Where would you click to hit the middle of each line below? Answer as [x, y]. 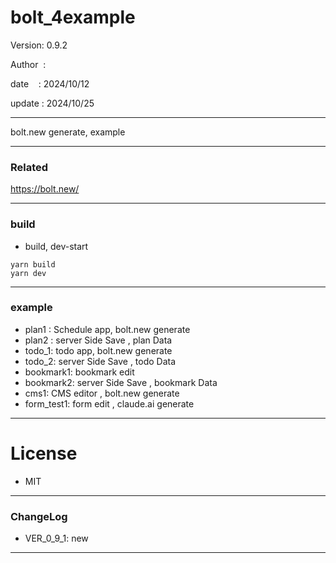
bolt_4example [73, 17]
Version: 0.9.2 [39, 45]
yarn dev [28, 273]
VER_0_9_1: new [56, 538]
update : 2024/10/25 [52, 103]
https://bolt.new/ [45, 189]
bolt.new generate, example [68, 132]
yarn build [33, 264]
